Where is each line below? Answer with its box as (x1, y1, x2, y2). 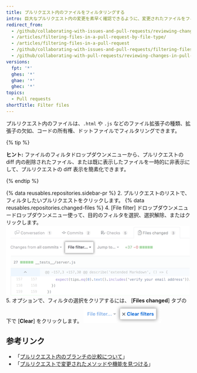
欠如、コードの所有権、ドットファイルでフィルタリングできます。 (21, 127, 181, 134)
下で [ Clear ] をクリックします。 (6, 317, 83, 324)
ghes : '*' (11, 71, 35, 77)
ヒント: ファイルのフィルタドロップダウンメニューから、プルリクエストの (6, 151, 184, 158)
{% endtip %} (6, 177, 39, 184)
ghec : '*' (11, 84, 35, 90)
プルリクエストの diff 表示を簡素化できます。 (21, 165, 130, 172)
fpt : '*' (11, 65, 33, 71)
